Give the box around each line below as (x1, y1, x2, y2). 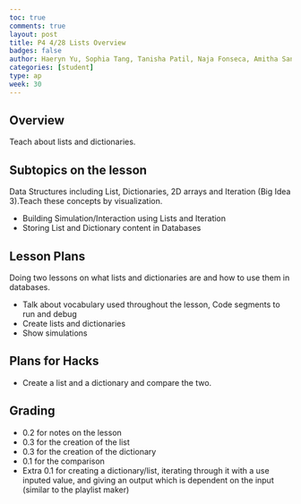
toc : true (9, 13, 47, 22)
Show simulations (21, 328, 88, 338)
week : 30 (9, 80, 42, 89)
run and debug (21, 309, 78, 320)
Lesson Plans (9, 248, 86, 264)
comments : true (9, 21, 66, 30)
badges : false (9, 47, 63, 56)
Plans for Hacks (9, 354, 99, 369)
